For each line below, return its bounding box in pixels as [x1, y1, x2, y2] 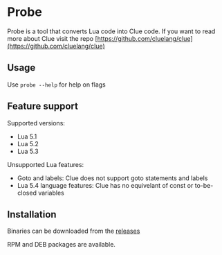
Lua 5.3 [17, 147, 39, 155]
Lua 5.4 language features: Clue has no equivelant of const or [17, 181, 194, 189]
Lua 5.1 [17, 132, 37, 141]
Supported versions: [7, 118, 66, 127]
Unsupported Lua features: [7, 160, 84, 168]
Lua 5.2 [17, 139, 39, 148]
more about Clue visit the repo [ [7, 34, 98, 42]
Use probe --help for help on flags [7, 80, 106, 89]
